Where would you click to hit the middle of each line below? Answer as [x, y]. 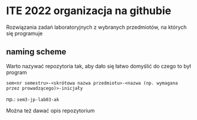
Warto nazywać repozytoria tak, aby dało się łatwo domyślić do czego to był [98, 66]
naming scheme [36, 52]
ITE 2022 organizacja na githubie [89, 11]
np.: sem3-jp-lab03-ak [33, 99]
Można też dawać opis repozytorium [51, 111]
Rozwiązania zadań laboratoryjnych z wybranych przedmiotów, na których [96, 27]
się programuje [24, 33]
